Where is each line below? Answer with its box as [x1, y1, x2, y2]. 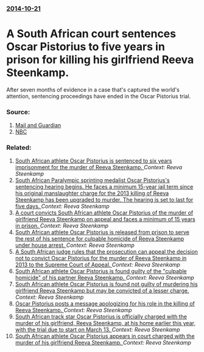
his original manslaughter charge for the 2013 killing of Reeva [15, 189, 169, 197]
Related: [6, 144, 32, 152]
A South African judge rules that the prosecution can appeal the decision [15, 248, 198, 255]
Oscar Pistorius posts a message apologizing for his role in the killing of [15, 300, 195, 307]
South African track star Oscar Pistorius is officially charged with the [15, 313, 188, 320]
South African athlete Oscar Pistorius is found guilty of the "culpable [15, 268, 187, 275]
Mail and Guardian [15, 122, 62, 129]
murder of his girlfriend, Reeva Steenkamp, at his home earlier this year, [15, 320, 196, 327]
